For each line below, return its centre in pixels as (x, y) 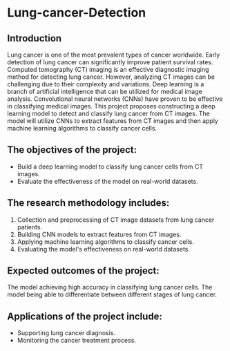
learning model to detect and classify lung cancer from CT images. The (109, 113)
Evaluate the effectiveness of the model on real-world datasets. (107, 181)
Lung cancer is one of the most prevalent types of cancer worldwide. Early (114, 55)
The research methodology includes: (88, 203)
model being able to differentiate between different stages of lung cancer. (112, 294)
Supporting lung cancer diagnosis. (66, 333)
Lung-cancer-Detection (77, 13)
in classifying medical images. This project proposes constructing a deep (111, 106)
